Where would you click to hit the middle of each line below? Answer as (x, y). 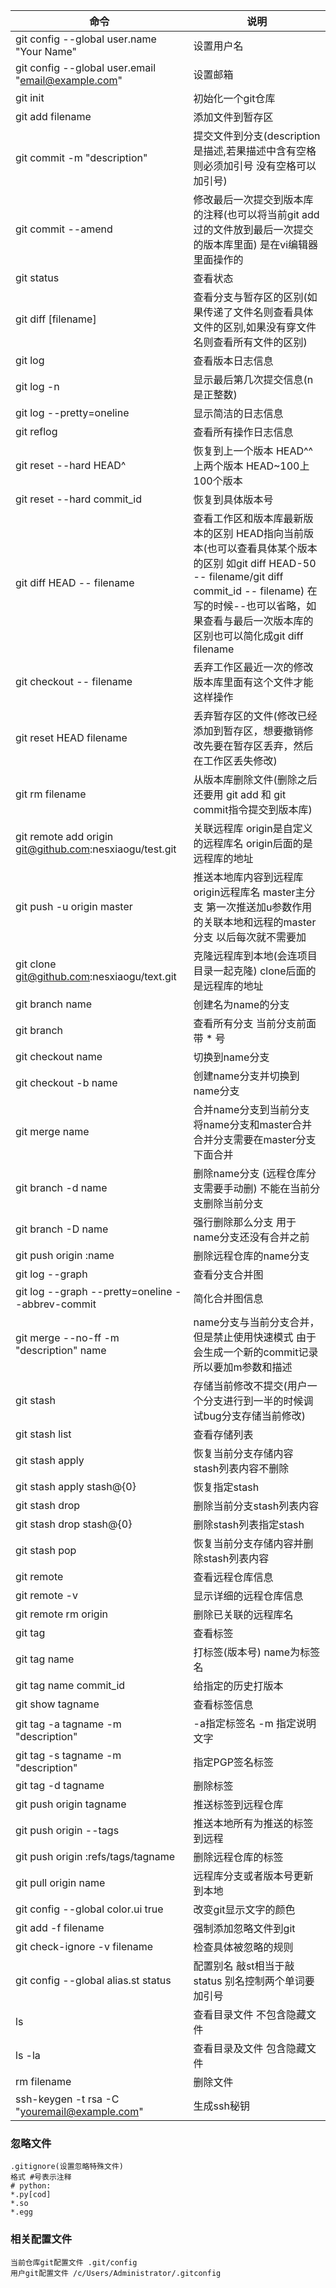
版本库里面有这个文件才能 (253, 682)
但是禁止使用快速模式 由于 (255, 1337)
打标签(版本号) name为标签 (257, 1652)
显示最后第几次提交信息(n (253, 379)
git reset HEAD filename (71, 737)
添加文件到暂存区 (233, 117)
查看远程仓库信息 (233, 1577)
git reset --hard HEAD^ (71, 465)
